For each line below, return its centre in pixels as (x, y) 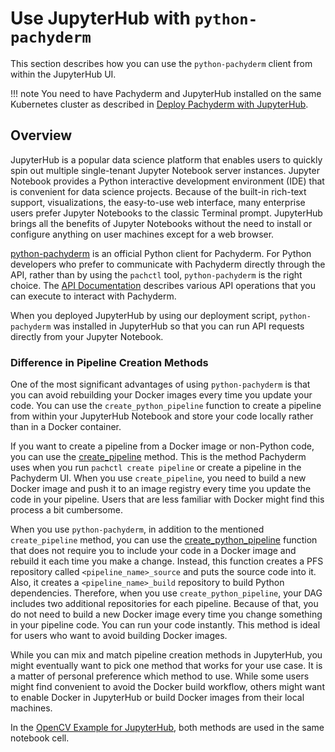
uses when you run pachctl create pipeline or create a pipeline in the (156, 468)
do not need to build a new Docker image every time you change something (166, 614)
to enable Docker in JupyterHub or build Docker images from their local (157, 698)
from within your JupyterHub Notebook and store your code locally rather (162, 416)
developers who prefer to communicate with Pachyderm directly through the (168, 264)
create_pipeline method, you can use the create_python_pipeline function (164, 540)
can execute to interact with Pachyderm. (93, 296)
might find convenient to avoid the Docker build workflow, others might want (167, 687)
